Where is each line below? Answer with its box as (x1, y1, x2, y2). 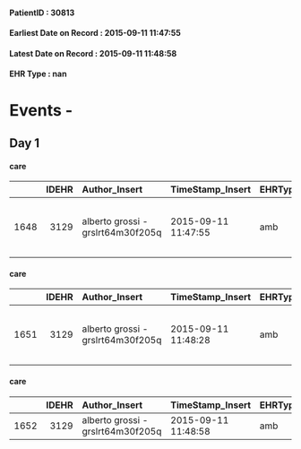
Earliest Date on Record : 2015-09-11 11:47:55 (9, 28, 181, 39)
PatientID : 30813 (9, 7, 75, 18)
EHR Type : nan (9, 68, 67, 80)
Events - (9, 99, 73, 120)
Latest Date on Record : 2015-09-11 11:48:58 (9, 47, 177, 58)
